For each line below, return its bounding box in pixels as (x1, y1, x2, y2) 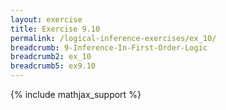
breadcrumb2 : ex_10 (10, 52, 92, 62)
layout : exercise (10, 14, 83, 25)
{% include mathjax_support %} (10, 89, 142, 100)
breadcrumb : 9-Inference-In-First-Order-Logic (10, 42, 208, 53)
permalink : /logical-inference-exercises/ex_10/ (10, 33, 217, 43)
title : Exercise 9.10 (10, 24, 101, 34)
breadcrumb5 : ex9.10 (10, 61, 97, 71)
